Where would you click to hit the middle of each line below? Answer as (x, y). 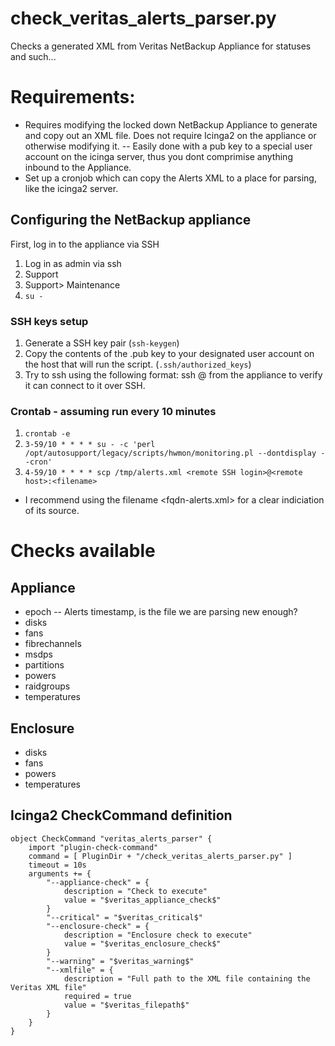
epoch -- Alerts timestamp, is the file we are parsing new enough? (161, 612)
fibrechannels (53, 644)
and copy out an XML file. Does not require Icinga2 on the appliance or (170, 135)
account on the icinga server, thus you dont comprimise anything (158, 156)
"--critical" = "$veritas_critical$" (124, 917)
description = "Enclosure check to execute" (158, 935)
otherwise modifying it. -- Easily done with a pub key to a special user (168, 146)
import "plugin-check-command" (93, 847)
